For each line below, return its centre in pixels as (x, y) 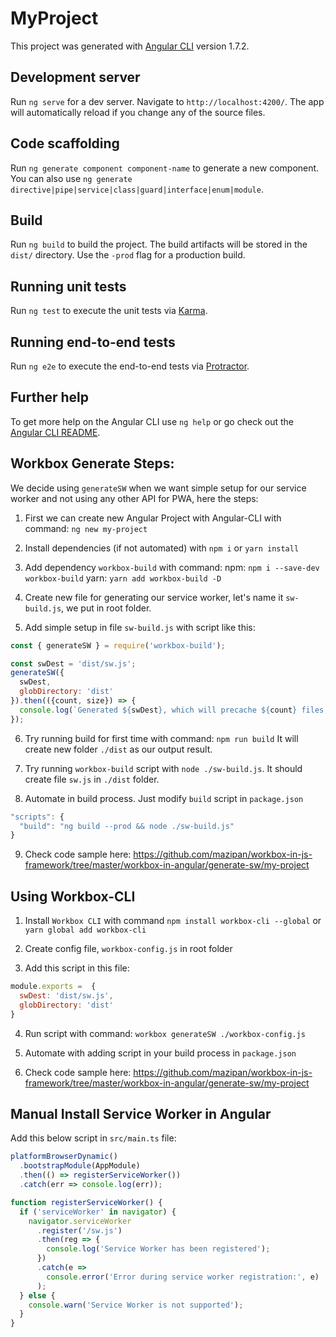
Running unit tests (68, 286)
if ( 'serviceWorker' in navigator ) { (98, 1212)
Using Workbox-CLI (73, 896)
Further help (50, 397)
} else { (37, 1295)
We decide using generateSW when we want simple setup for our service (158, 488)
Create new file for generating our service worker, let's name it (154, 597)
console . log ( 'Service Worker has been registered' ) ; (158, 1249)
